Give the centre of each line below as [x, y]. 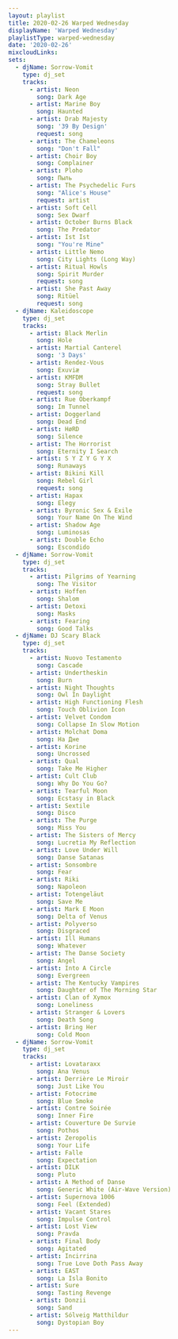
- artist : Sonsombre [63, 865]
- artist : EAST [54, 1271]
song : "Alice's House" [74, 193]
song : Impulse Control [74, 1219]
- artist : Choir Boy [63, 156]
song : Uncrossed [63, 754]
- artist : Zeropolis [63, 1138]
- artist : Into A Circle [70, 968]
